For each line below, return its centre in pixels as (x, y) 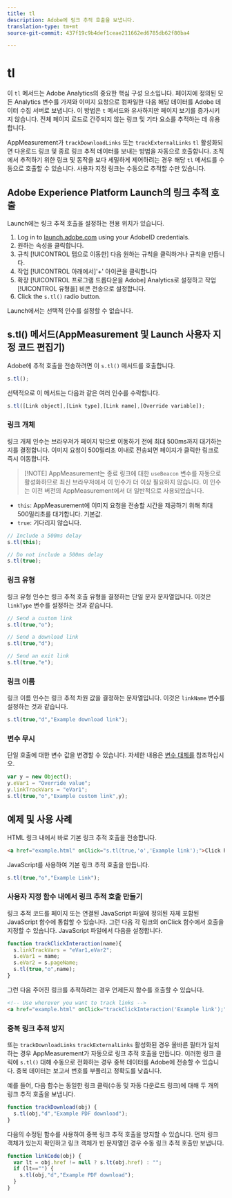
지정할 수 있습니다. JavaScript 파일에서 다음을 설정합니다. (85, 930)
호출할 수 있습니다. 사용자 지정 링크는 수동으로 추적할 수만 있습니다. (115, 169)
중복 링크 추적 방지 (36, 1028)
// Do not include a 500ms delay (55, 554)
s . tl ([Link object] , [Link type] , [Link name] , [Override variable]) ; (106, 406)
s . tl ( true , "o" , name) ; (45, 970)
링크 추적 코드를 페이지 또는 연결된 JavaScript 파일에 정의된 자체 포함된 (103, 913)
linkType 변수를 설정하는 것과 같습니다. (60, 605)
